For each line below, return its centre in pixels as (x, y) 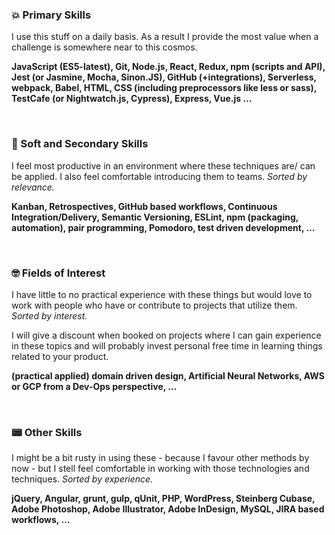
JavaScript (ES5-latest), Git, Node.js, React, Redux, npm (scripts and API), (168, 67)
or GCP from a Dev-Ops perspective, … (94, 386)
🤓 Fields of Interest (58, 273)
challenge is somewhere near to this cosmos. (104, 47)
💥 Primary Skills (51, 15)
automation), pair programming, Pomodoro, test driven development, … (163, 227)
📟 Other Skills (47, 432)
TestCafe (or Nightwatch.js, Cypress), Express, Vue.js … (132, 99)
